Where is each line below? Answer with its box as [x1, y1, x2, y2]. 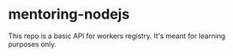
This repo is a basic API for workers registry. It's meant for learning [8, 31, 226, 40]
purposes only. [8, 39, 57, 48]
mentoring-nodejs [8, 5, 130, 23]
